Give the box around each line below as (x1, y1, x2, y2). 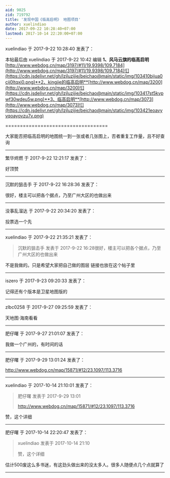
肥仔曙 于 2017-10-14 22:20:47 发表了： (5, 429, 88, 435)
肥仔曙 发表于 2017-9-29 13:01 (17, 393, 81, 399)
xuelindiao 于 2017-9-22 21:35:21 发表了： (5, 234, 93, 240)
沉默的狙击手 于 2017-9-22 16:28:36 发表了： (5, 182, 99, 187)
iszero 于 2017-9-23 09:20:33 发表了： (5, 278, 87, 284)
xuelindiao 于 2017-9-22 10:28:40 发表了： (5, 46, 94, 51)
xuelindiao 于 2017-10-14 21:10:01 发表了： (5, 382, 94, 388)
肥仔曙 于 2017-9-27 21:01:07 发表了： (5, 331, 84, 336)
